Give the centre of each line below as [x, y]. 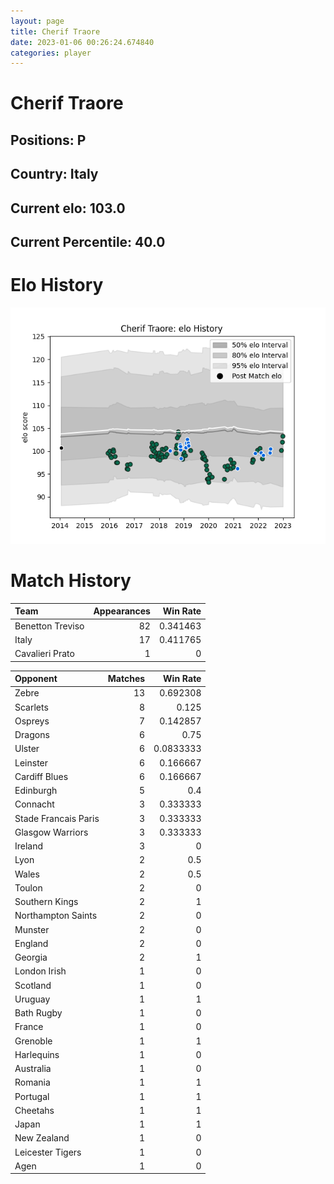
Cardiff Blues [41, 776]
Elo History [57, 285]
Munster [32, 929]
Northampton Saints [56, 916]
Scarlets [31, 707]
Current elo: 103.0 [68, 208]
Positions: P [48, 140]
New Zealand [42, 1138]
